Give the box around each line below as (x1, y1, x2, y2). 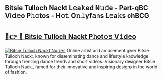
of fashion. (5, 69, 27, 75)
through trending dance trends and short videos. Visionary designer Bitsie (5, 59, 155, 64)
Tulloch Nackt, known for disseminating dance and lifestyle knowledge (5, 53, 149, 59)
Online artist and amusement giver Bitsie (66, 48, 149, 53)
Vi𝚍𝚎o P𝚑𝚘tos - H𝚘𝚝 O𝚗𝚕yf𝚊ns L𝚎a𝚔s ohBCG (5, 12, 149, 20)
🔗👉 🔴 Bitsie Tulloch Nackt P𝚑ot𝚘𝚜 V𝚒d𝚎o (5, 32, 136, 40)
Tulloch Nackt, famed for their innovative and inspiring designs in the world (5, 64, 158, 70)
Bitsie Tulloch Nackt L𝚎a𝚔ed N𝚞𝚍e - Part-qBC (5, 4, 149, 12)
